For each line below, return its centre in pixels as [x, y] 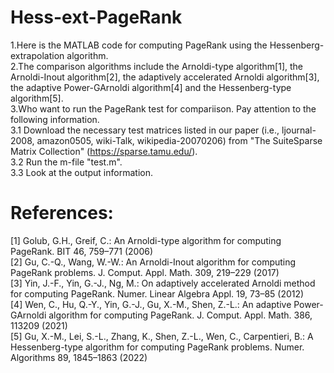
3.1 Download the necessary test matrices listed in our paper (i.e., [145, 130]
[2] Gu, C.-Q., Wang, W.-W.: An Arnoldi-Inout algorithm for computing [153, 262]
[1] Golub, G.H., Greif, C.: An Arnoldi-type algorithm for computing [146, 240]
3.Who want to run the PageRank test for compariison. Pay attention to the [163, 108]
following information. [55, 119]
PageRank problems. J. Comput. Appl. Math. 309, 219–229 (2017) [145, 272]
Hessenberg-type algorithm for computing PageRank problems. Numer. [157, 347]
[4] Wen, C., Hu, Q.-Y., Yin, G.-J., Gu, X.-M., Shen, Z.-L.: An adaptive [151, 304]
